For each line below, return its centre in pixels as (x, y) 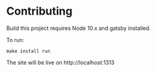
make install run (28, 51)
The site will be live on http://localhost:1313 (60, 62)
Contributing (39, 11)
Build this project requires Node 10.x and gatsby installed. (78, 28)
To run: (15, 40)
